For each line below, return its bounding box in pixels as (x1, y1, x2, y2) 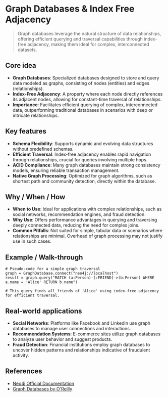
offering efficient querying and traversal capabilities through (17, 36, 143, 42)
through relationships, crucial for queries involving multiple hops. (12, 156, 148, 162)
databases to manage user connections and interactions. (12, 326, 131, 331)
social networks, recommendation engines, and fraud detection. (12, 211, 146, 217)
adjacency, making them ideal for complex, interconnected (27, 41, 150, 47)
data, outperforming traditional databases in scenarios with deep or (12, 107, 153, 113)
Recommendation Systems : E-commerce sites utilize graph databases (12, 331, 160, 337)
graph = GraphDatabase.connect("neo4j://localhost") (5, 271, 119, 276)
